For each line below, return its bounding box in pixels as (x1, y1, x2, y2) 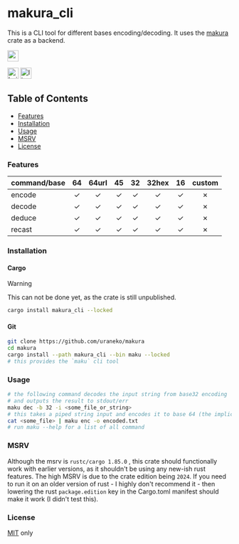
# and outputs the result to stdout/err (7, 397, 129, 405)
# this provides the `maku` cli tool (7, 358, 119, 365)
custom (191, 178, 219, 188)
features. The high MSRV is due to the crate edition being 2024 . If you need (7, 471, 226, 481)
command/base (11, 178, 65, 188)
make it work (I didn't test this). (7, 494, 98, 503)
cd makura (7, 345, 37, 352)
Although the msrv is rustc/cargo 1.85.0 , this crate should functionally (7, 457, 218, 465)
